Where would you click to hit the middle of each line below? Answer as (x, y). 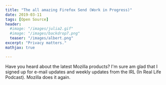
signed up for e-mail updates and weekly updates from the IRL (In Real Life (83, 72)
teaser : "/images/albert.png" (41, 38)
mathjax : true (20, 48)
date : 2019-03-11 (24, 15)
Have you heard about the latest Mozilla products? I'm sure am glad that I (81, 66)
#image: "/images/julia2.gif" (41, 29)
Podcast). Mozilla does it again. (38, 77)
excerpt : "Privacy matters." (36, 43)
